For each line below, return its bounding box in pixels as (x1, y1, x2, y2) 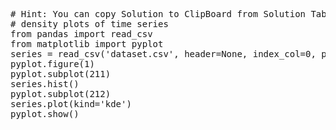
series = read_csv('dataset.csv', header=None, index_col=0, (10, 49, 317, 59)
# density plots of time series (10, 19, 169, 29)
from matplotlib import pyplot (10, 39, 164, 49)
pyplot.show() (10, 109, 80, 119)
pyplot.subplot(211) (10, 69, 112, 79)
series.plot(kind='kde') (10, 99, 132, 109)
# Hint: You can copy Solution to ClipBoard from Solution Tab (10, 9, 327, 19)
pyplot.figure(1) (10, 59, 95, 69)
